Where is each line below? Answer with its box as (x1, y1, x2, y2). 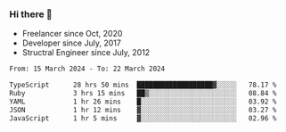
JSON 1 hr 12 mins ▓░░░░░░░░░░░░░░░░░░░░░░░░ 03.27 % (9, 105, 277, 114)
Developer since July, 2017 (21, 37, 122, 48)
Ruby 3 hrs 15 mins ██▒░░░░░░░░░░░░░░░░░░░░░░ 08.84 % (9, 89, 277, 98)
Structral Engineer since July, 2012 (21, 47, 151, 58)
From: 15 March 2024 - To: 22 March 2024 (9, 64, 166, 74)
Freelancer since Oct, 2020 (21, 29, 123, 39)
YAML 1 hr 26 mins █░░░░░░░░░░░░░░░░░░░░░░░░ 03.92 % (9, 97, 277, 106)
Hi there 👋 (9, 8, 53, 21)
